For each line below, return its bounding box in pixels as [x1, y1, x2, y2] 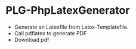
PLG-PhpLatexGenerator [5, 4, 130, 17]
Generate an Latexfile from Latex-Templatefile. [14, 23, 129, 30]
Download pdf [14, 36, 50, 43]
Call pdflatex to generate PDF [14, 29, 87, 36]
